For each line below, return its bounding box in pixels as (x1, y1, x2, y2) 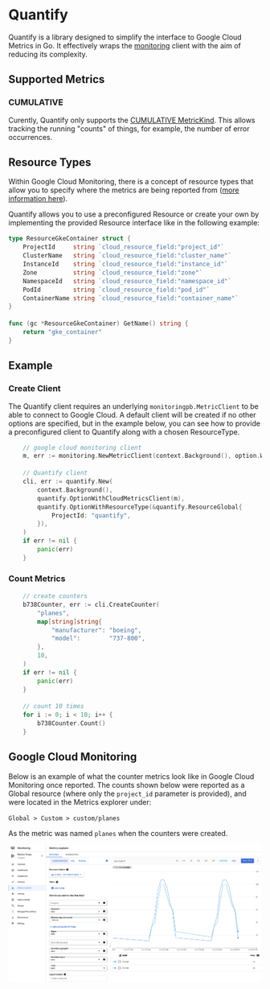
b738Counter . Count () (37, 719, 106, 727)
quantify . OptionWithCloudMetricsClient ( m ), (37, 494, 185, 502)
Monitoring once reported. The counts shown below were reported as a (8, 780, 245, 789)
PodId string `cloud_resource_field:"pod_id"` (22, 286, 211, 294)
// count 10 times (22, 703, 84, 711)
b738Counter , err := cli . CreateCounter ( (22, 600, 160, 608)
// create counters (22, 592, 88, 600)
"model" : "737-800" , (51, 634, 146, 643)
